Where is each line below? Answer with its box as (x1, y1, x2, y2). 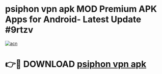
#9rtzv (5, 25, 33, 35)
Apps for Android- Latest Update (5, 14, 141, 25)
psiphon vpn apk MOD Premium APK (5, 3, 157, 15)
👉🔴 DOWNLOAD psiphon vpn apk (5, 59, 146, 70)
